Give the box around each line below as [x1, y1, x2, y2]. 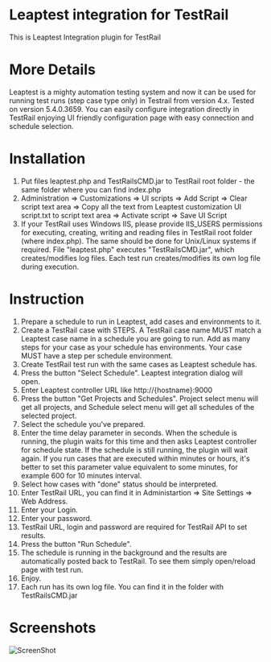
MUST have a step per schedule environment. [20, 350, 174, 360]
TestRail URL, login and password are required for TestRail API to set [20, 522, 248, 532]
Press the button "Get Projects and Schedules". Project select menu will [20, 393, 259, 403]
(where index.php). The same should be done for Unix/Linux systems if [20, 236, 257, 246]
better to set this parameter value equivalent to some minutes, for [20, 461, 238, 472]
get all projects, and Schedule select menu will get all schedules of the [20, 402, 255, 412]
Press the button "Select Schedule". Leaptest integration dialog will [20, 368, 244, 378]
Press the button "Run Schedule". [20, 539, 132, 548]
